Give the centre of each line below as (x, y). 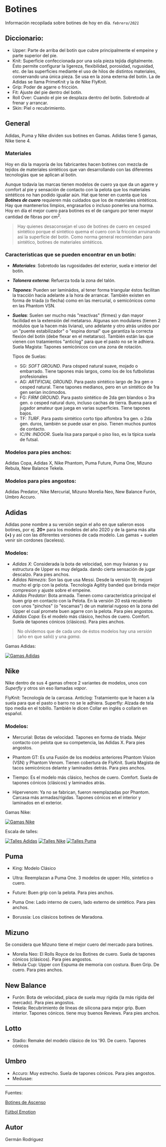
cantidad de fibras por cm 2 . (33, 216)
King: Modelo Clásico (34, 868)
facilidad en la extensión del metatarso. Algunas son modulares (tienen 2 (86, 320)
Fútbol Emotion (21, 1112)
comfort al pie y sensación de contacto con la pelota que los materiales (78, 189)
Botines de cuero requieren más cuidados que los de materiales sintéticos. (82, 200)
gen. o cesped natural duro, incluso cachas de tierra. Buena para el (88, 403)
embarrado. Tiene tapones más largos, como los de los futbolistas (87, 371)
